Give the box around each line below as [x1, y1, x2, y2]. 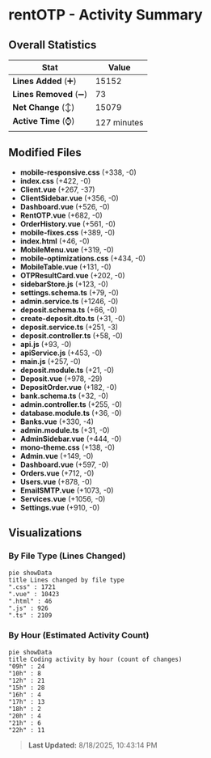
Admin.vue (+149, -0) [19, 451, 94, 460]
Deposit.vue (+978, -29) [19, 374, 103, 383]
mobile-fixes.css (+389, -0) [19, 227, 116, 237]
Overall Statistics [8, 38, 97, 52]
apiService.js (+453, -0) [19, 348, 103, 358]
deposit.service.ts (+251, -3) [19, 322, 119, 332]
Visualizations [8, 526, 82, 540]
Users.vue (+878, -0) [19, 476, 93, 486]
